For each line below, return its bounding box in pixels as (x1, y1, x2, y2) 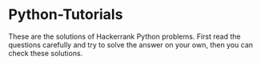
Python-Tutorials (8, 6, 123, 24)
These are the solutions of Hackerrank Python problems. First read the (8, 32, 241, 41)
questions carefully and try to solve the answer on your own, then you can (8, 40, 254, 49)
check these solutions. (8, 48, 83, 58)
